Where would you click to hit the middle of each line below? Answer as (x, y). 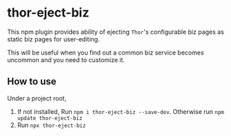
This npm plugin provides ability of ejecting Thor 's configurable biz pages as (115, 32)
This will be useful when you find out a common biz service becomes (106, 52)
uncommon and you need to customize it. (66, 59)
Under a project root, (37, 98)
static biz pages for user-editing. (53, 39)
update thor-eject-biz (50, 118)
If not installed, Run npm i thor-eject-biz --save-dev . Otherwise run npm (120, 111)
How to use (32, 82)
